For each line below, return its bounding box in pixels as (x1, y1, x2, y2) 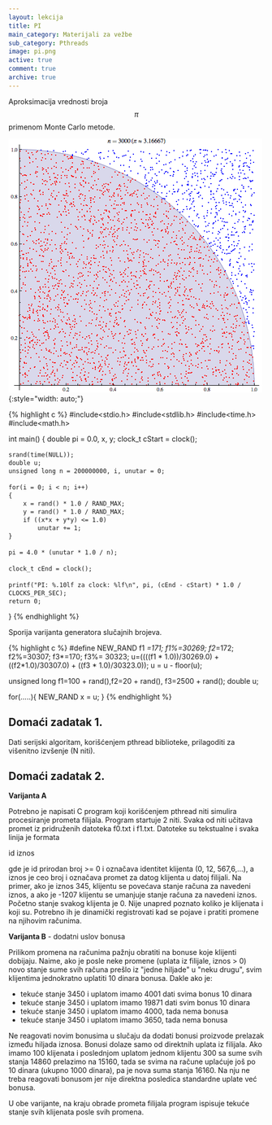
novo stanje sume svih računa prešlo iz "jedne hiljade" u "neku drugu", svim (8, 965, 262, 974)
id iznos (8, 848, 35, 858)
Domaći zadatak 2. (8, 769, 106, 783)
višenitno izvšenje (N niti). (8, 746, 96, 755)
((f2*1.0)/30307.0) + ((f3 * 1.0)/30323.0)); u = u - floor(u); (8, 660, 203, 670)
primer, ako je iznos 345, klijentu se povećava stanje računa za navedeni (8, 882, 252, 891)
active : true (8, 56, 53, 64)
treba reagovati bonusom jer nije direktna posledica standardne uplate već (8, 1075, 257, 1084)
